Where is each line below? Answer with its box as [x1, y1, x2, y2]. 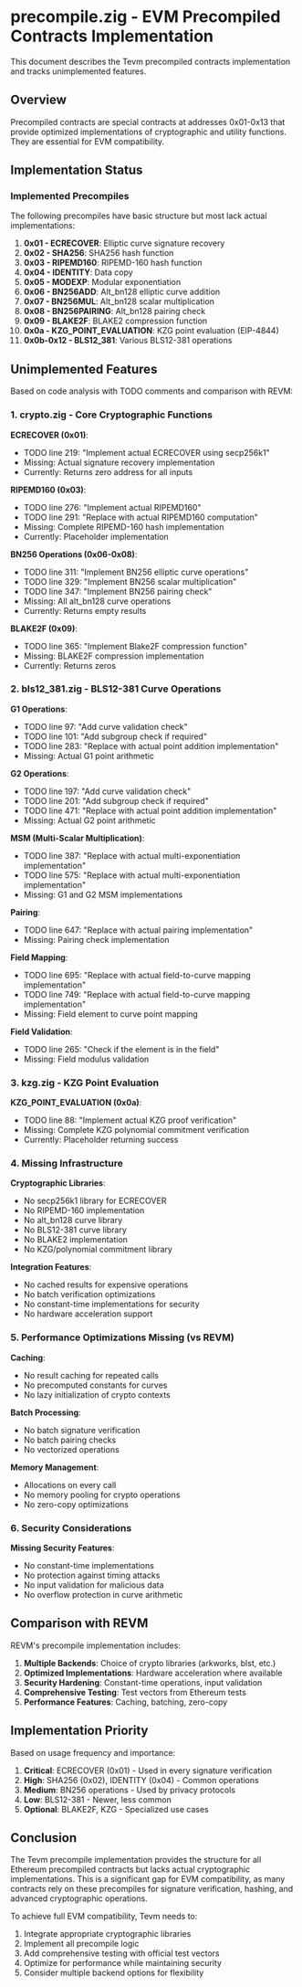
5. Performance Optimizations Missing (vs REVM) [10, 1331, 235, 1344]
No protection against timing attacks [23, 1570, 161, 1581]
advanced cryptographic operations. [10, 1893, 149, 1904]
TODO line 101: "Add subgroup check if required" [23, 731, 208, 742]
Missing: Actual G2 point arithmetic [23, 815, 156, 826]
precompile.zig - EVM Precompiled [10, 6, 281, 27]
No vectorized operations [23, 1443, 120, 1454]
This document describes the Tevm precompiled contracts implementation [10, 56, 291, 67]
